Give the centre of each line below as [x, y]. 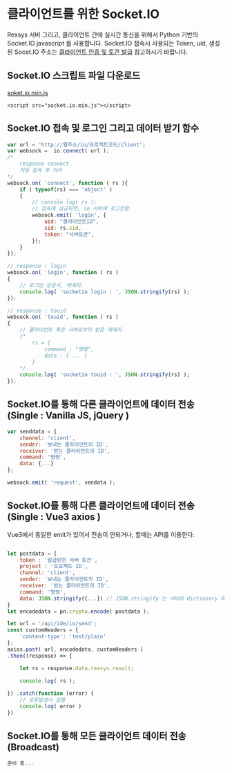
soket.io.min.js [28, 92]
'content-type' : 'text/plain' [63, 637]
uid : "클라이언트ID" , [71, 222]
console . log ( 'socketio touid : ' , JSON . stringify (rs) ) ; [105, 375]
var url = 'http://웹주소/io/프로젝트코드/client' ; [77, 145]
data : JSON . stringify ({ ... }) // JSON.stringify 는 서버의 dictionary [119, 598]
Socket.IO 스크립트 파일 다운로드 [74, 76]
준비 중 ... [21, 763]
